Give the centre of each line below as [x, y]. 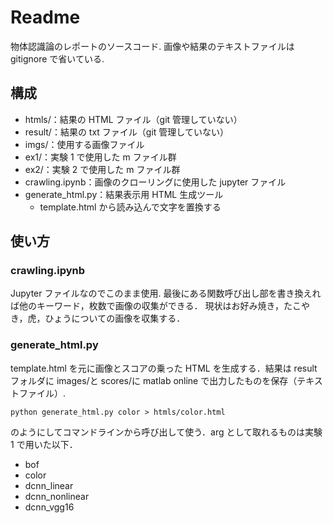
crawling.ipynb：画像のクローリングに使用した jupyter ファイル [155, 182]
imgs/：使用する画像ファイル [84, 144]
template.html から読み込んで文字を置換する [130, 207]
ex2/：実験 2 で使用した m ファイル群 [102, 169]
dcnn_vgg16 [49, 507]
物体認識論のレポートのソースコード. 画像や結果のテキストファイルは [152, 46]
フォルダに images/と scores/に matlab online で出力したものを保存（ [154, 380]
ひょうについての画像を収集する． [115, 318]
